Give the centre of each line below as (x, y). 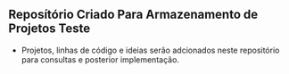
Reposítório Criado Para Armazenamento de (133, 15)
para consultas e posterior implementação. (100, 59)
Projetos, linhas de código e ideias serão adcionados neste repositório (150, 50)
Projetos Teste (50, 29)
